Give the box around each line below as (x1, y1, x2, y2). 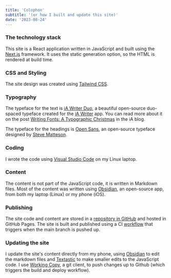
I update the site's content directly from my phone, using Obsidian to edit (5, 251, 160, 257)
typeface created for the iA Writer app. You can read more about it (22, 111, 163, 117)
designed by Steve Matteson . (5, 132, 67, 138)
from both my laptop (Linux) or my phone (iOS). (5, 191, 106, 197)
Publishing (5, 204, 33, 211)
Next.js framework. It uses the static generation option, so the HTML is (5, 51, 155, 57)
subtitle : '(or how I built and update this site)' (5, 12, 118, 17)
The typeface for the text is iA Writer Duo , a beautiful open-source (5, 105, 146, 112)
